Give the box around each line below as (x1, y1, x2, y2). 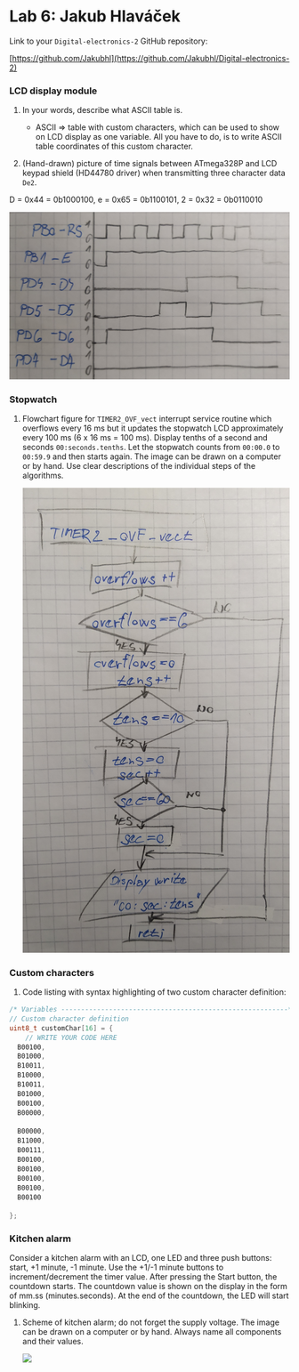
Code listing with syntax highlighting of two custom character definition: (21, 987, 287, 997)
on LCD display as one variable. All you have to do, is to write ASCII (35, 132, 282, 142)
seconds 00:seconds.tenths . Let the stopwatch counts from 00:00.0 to (21, 442, 280, 453)
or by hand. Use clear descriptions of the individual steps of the (21, 461, 256, 472)
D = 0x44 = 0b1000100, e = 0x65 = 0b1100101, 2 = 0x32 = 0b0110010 (9, 194, 263, 206)
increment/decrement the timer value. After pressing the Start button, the (9, 1271, 278, 1282)
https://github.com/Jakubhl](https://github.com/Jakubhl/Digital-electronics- (12, 52, 290, 63)
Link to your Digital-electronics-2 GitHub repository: (9, 36, 208, 46)
